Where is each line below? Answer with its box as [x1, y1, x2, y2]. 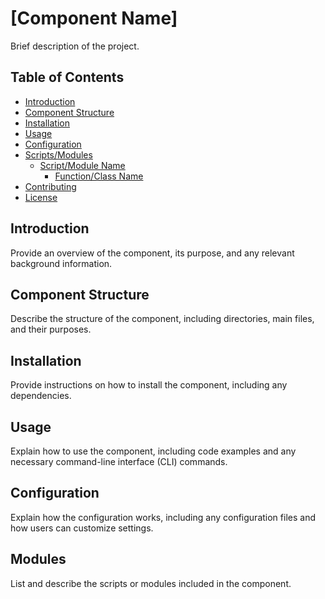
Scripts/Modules [24, 148, 93, 161]
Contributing [24, 180, 77, 192]
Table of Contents [10, 69, 125, 86]
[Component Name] [10, 7, 178, 30]
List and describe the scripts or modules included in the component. [10, 577, 292, 589]
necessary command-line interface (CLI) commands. [10, 456, 228, 467]
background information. [10, 257, 113, 269]
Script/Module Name [39, 159, 126, 171]
